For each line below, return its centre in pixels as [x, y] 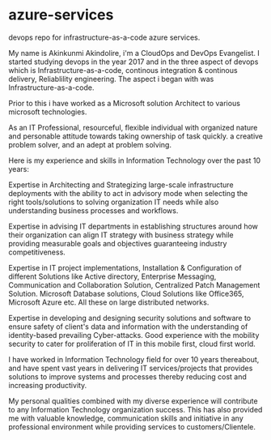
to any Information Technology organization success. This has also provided [135, 409]
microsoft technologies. [48, 112]
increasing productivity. [48, 385]
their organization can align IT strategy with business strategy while [121, 235]
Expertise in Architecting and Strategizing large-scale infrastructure [121, 185]
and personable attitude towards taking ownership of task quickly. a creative [136, 136]
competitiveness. [37, 252]
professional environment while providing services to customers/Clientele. [132, 426]
